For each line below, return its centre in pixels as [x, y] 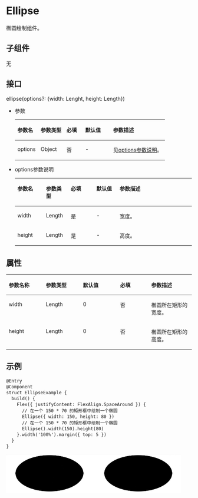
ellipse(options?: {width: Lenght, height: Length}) [65, 98]
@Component [19, 387]
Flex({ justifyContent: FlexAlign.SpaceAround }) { [81, 405]
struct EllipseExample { [37, 393]
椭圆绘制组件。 [24, 28]
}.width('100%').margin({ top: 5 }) [62, 435]
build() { [23, 399]
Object [49, 149]
